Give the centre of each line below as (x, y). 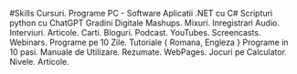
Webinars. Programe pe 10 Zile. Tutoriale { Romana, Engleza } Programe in (149, 42)
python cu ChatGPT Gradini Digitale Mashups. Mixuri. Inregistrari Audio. (145, 23)
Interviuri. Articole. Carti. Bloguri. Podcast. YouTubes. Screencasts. (135, 32)
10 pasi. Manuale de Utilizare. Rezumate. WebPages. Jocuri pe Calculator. (148, 52)
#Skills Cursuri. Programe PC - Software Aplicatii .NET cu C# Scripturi (141, 13)
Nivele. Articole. (40, 62)
